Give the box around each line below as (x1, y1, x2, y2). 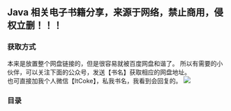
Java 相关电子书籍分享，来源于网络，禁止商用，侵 (7, 6, 223, 19)
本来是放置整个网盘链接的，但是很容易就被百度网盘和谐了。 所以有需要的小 (7, 59, 223, 67)
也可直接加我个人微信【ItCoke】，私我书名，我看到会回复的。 (7, 76, 182, 85)
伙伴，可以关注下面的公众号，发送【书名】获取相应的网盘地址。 (7, 68, 191, 76)
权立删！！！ (7, 19, 63, 31)
